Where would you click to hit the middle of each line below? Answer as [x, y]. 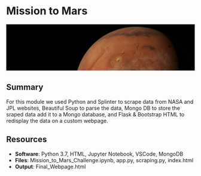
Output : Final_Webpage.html [50, 166]
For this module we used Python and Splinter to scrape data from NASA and [100, 101]
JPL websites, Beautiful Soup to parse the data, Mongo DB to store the [93, 108]
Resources [27, 139]
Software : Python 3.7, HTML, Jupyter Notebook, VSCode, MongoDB [99, 154]
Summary [25, 87]
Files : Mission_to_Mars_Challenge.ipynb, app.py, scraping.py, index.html [104, 160]
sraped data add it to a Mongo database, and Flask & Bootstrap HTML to [95, 114]
